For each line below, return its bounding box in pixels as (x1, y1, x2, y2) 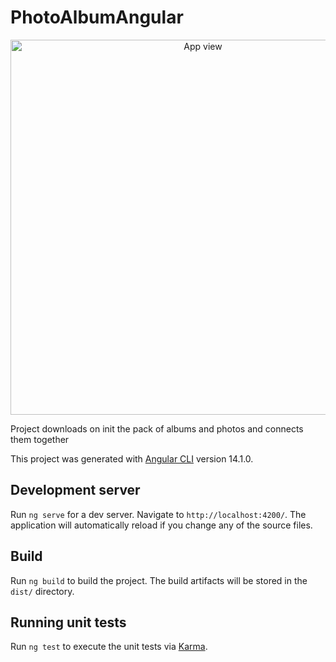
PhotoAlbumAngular (10, 6, 184, 29)
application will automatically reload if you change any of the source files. (10, 519, 313, 531)
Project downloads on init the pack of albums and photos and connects (10, 422, 304, 435)
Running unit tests (10, 614, 127, 631)
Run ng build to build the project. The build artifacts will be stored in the (10, 574, 308, 586)
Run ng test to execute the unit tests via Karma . (10, 641, 208, 653)
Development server (10, 482, 141, 499)
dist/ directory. (10, 585, 75, 597)
